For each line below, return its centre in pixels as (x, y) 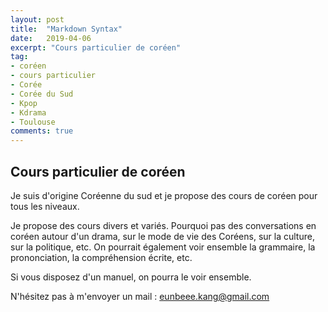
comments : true (42, 131)
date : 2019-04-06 (51, 38)
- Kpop (24, 103)
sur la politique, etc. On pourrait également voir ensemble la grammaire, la (163, 247)
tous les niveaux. (45, 206)
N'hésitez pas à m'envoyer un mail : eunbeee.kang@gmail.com (140, 296)
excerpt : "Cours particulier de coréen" (96, 47)
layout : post (37, 19)
